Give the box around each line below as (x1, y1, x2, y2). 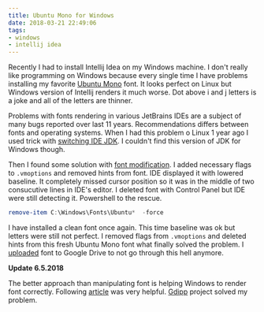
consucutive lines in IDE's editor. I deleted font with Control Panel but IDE (8, 185, 246, 195)
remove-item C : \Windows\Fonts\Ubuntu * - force (8, 209, 164, 217)
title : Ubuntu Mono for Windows (8, 11, 114, 20)
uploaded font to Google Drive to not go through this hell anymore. (8, 248, 225, 257)
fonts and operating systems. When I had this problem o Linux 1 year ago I (8, 128, 249, 138)
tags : (8, 26, 26, 34)
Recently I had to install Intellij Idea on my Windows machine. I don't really (8, 62, 248, 72)
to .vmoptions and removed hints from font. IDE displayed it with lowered (8, 169, 244, 178)
